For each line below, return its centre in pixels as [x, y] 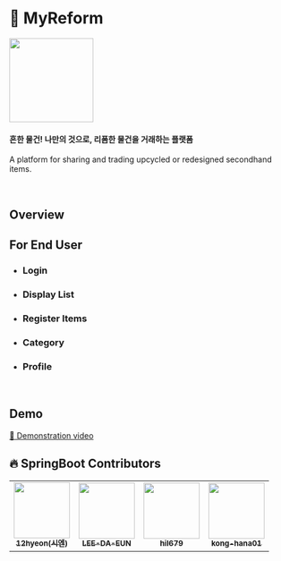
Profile [37, 366]
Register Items [55, 319]
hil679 [171, 544]
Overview [37, 214]
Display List [48, 294]
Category [43, 342]
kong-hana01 [236, 544]
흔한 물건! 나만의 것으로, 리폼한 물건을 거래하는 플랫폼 [102, 139]
